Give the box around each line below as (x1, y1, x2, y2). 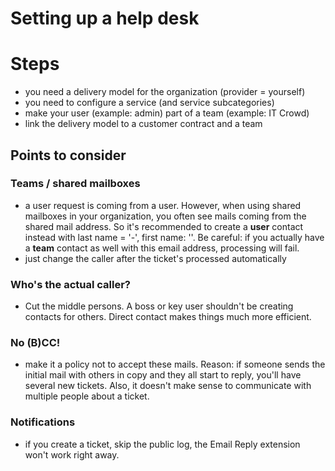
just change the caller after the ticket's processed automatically (24, 252, 287, 264)
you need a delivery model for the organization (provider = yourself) (24, 86, 306, 98)
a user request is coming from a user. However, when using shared (24, 199, 302, 211)
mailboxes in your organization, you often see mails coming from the (24, 210, 307, 222)
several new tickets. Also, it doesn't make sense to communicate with (24, 380, 312, 392)
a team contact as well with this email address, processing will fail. (24, 242, 300, 254)
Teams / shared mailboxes (10, 177, 141, 191)
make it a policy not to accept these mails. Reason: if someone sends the (24, 358, 326, 371)
